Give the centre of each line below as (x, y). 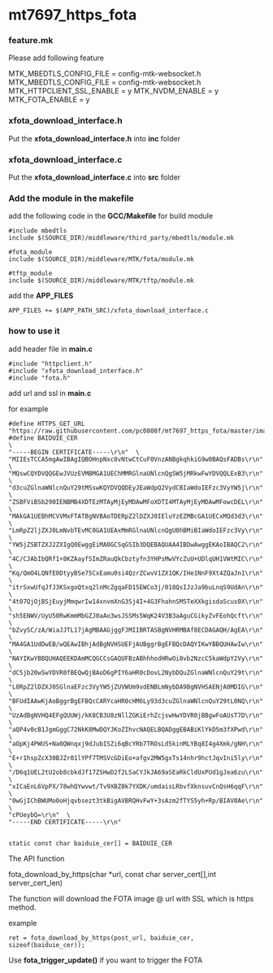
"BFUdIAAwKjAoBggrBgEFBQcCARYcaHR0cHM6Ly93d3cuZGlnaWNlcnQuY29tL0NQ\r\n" (136, 701)
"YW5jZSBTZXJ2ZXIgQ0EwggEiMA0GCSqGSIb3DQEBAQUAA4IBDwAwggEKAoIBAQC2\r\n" (136, 545)
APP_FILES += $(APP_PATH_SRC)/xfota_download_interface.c (108, 311)
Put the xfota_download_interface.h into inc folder (95, 138)
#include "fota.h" (39, 378)
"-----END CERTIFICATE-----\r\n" (65, 822)
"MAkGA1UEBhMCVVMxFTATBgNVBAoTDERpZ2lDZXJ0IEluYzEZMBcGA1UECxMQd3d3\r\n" (136, 516)
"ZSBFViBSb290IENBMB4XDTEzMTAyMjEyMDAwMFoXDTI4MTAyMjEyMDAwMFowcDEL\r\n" (136, 502)
